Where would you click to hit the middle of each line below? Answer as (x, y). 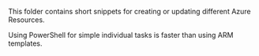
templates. (25, 43)
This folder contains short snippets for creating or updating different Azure (129, 11)
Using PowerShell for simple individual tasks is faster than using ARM (121, 35)
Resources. (26, 20)
